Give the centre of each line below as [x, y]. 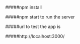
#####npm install [23, 7]
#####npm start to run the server [40, 17]
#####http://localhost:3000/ [35, 36]
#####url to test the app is [33, 26]
